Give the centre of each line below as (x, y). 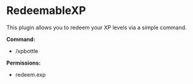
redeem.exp (30, 74)
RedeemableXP (46, 11)
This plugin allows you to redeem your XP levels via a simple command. (96, 27)
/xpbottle (27, 51)
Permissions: (24, 63)
